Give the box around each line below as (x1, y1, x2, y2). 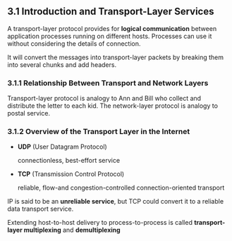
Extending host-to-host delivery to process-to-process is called (7, 218, 193, 227)
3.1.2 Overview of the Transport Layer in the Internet (7, 127, 190, 137)
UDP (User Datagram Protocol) (17, 142, 107, 151)
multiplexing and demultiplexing (23, 225, 121, 235)
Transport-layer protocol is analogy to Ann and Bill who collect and (7, 94, 202, 103)
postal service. (7, 109, 51, 118)
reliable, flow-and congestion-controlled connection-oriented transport (17, 183, 225, 192)
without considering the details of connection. (7, 39, 141, 48)
